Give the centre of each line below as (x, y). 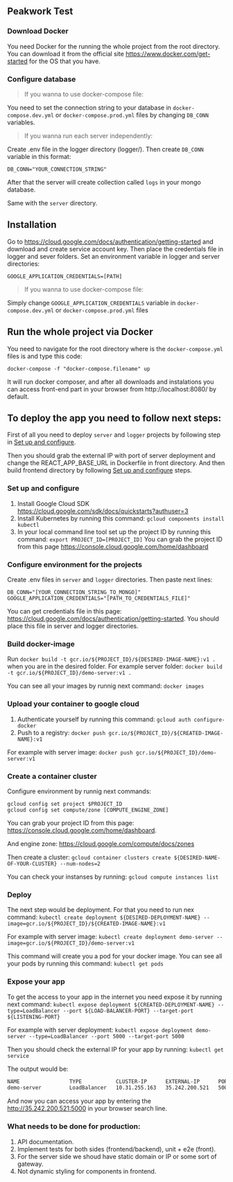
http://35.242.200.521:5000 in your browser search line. (87, 1108)
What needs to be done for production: (74, 1126)
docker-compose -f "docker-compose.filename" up (79, 369)
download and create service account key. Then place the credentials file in (115, 248)
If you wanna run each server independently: (88, 135)
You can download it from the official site (66, 53)
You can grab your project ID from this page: (71, 822)
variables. (21, 122)
